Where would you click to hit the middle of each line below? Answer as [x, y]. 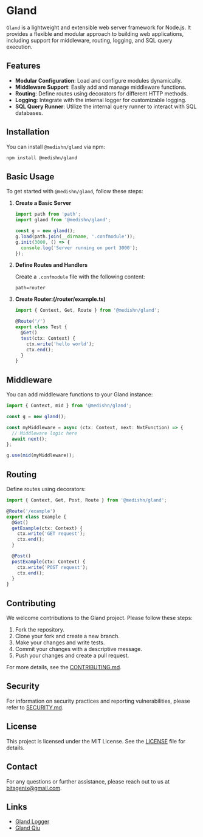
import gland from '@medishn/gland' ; [63, 220]
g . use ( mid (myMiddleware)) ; [40, 456]
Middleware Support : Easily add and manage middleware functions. [101, 87]
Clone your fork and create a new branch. [67, 636]
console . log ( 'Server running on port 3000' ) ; [80, 248]
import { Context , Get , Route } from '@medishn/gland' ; [87, 311]
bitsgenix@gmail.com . [34, 788]
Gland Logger [32, 822]
